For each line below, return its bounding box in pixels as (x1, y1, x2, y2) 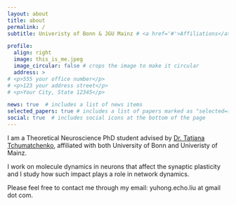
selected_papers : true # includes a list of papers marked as (7, 108, 193, 115)
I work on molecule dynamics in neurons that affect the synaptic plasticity (7, 162, 221, 170)
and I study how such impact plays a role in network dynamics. (7, 170, 190, 178)
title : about (7, 17, 46, 24)
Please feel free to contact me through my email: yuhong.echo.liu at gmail (7, 183, 221, 192)
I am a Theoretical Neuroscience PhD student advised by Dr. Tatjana (7, 133, 205, 142)
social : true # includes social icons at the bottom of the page (7, 114, 206, 122)
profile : (7, 43, 33, 50)
